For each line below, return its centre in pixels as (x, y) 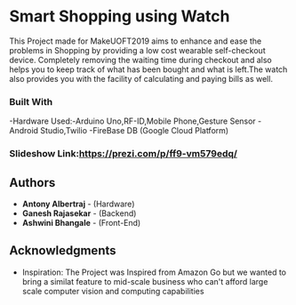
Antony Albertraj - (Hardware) (78, 204)
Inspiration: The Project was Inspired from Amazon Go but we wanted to (154, 272)
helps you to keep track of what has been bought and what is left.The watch (148, 69)
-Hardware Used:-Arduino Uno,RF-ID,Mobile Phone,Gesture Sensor (132, 121)
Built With (31, 101)
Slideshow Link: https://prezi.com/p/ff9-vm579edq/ (124, 154)
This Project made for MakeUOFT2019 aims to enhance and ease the (136, 41)
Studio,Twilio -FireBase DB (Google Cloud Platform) (134, 131)
